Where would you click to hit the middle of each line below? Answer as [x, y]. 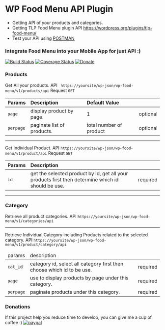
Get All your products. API [31, 85]
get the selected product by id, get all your [79, 173]
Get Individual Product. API [32, 148]
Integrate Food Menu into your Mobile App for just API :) [73, 51]
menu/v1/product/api [26, 153]
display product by [52, 110]
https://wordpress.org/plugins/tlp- [118, 27]
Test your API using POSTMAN [43, 38]
